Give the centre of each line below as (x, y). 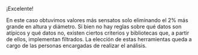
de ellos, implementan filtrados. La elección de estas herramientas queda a (99, 39)
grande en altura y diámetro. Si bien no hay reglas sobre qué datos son (94, 27)
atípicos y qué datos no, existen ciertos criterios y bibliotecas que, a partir (98, 33)
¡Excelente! (20, 9)
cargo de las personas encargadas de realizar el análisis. (76, 45)
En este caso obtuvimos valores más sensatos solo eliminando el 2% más (97, 20)
